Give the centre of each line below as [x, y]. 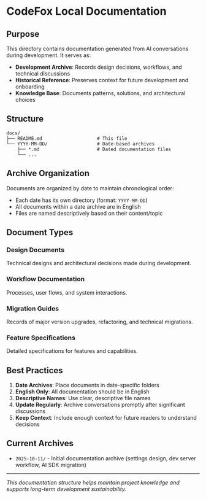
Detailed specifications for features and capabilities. [72, 351]
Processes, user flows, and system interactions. [67, 292]
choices [25, 100]
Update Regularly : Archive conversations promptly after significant [100, 405]
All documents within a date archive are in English [78, 206]
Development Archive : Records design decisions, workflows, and [98, 67]
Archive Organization [48, 173]
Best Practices [35, 370]
